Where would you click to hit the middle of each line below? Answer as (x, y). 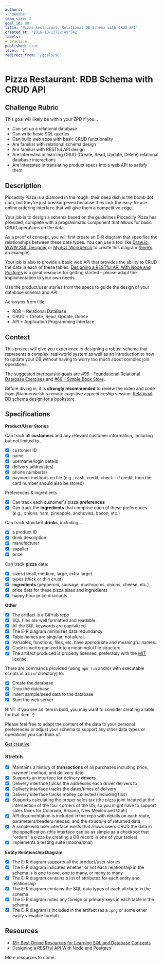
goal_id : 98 (17, 23)
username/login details (35, 461)
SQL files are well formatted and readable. (54, 620)
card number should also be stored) (48, 483)
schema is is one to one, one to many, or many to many (67, 873)
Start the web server (33, 700)
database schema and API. (32, 292)
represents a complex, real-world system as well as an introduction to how (80, 354)
